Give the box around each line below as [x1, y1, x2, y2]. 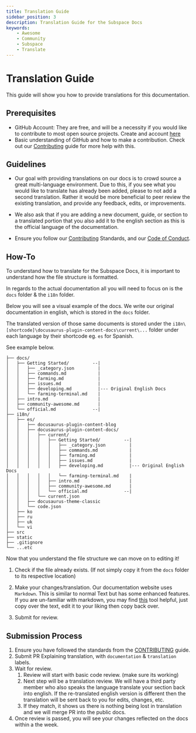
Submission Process [6, 631, 82, 641]
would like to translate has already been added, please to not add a [14, 187, 177, 194]
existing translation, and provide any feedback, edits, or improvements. [14, 200, 186, 207]
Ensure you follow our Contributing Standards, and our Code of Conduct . [14, 235, 191, 242]
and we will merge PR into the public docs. [23, 708, 126, 715]
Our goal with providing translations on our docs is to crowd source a [14, 175, 181, 182]
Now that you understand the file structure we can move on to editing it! [6, 555, 180, 562]
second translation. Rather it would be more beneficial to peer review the [14, 194, 190, 201]
